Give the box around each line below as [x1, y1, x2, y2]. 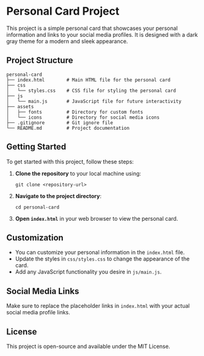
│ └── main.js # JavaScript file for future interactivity [6, 98, 182, 105]
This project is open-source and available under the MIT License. [6, 343, 170, 350]
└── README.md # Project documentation [6, 125, 130, 131]
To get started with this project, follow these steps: [6, 158, 134, 165]
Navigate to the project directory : [15, 192, 102, 199]
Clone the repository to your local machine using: [15, 169, 142, 177]
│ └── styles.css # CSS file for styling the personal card [6, 87, 176, 94]
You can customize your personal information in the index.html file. [15, 249, 185, 256]
